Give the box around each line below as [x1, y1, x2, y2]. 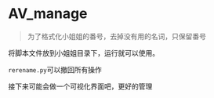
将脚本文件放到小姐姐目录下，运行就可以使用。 [8, 48, 159, 57]
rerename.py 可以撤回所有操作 [8, 64, 102, 74]
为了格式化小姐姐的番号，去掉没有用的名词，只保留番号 [27, 31, 206, 41]
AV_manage [8, 5, 88, 23]
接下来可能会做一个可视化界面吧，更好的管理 [8, 82, 153, 91]
